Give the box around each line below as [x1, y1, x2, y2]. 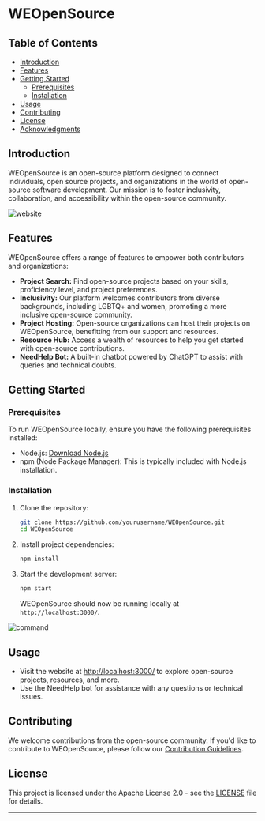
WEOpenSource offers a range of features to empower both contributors [8, 252, 244, 262]
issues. [19, 691, 43, 701]
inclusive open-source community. [19, 310, 132, 319]
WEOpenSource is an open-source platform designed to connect [8, 168, 219, 178]
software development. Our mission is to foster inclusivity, [32, 185, 221, 194]
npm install [19, 555, 59, 563]
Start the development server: [19, 570, 118, 579]
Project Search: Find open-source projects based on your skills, [19, 276, 229, 285]
